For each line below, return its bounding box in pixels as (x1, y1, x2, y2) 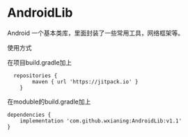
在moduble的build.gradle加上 (7, 97, 91, 106)
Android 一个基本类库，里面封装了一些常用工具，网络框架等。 (7, 29, 185, 37)
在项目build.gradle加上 (7, 58, 72, 67)
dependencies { (7, 111, 52, 118)
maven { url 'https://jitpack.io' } (32, 78, 139, 85)
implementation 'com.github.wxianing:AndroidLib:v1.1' (19, 117, 182, 124)
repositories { (13, 72, 58, 79)
